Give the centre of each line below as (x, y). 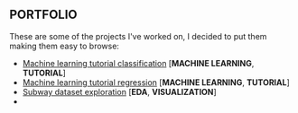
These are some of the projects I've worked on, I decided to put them (138, 36)
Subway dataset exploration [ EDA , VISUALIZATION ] (119, 91)
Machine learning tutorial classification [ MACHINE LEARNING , (138, 63)
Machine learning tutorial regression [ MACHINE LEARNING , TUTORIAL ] (156, 82)
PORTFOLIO (44, 15)
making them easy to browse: (65, 46)
